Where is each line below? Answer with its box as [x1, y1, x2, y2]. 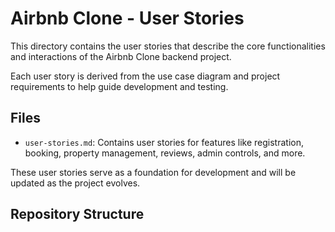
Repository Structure [10, 206, 145, 223]
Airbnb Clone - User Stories [10, 7, 245, 30]
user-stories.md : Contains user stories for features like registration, [24, 136, 304, 148]
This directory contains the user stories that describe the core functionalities [10, 40, 326, 52]
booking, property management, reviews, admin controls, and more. [24, 147, 306, 159]
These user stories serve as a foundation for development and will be [10, 166, 297, 178]
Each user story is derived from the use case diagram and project [10, 70, 281, 82]
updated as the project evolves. [10, 177, 141, 189]
